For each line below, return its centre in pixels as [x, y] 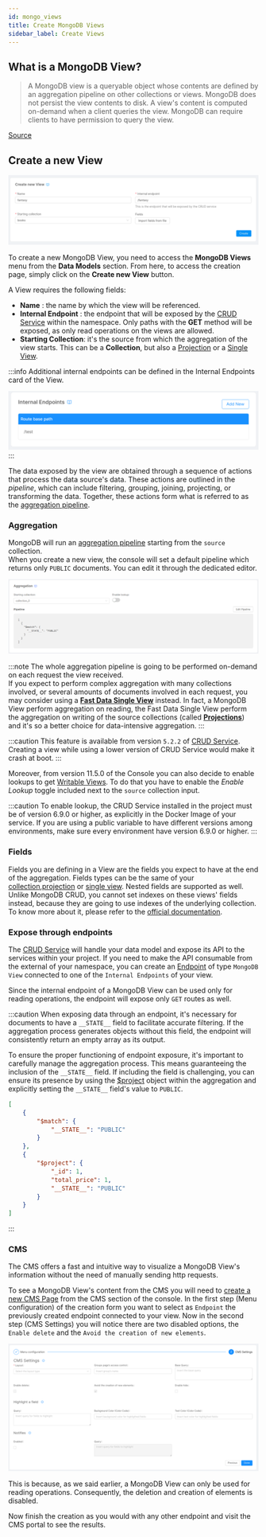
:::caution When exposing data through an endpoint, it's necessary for [123, 1014]
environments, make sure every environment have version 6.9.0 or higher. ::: [133, 831]
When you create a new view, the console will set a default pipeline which [129, 560]
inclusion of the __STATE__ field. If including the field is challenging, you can [132, 1071]
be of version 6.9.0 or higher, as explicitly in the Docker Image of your [122, 814]
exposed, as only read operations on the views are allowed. [117, 330]
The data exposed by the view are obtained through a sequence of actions [130, 470]
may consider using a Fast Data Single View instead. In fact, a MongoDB [127, 700]
